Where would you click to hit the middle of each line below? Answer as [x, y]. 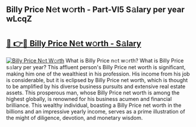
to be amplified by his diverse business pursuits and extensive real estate [96, 86]
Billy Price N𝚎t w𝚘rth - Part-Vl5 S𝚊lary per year [96, 10]
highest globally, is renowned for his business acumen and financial [89, 99]
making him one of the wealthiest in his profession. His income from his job [98, 74]
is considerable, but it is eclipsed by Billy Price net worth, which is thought [97, 80]
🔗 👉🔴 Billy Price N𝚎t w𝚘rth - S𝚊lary [74, 43]
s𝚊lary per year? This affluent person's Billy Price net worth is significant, [96, 67]
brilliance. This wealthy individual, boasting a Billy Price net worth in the [94, 105]
